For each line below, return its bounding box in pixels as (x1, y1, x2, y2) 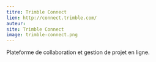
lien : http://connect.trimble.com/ (6, 15, 97, 21)
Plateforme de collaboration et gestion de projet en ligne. (6, 48, 150, 56)
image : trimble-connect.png (6, 32, 78, 38)
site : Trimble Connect (6, 26, 64, 33)
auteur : (6, 20, 26, 26)
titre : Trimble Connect (6, 9, 67, 15)
